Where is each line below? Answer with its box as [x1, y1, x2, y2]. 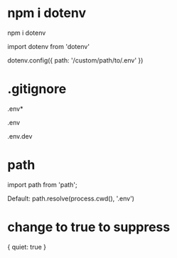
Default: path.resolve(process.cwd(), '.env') [7, 194, 135, 203]
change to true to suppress [7, 219, 171, 235]
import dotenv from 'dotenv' [7, 42, 90, 50]
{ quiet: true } [7, 242, 47, 251]
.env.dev [7, 131, 33, 140]
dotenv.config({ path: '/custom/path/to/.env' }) [7, 55, 144, 65]
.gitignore [7, 81, 67, 97]
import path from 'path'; [7, 180, 77, 189]
